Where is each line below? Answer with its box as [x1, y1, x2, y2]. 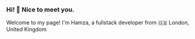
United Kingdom [6, 26, 47, 33]
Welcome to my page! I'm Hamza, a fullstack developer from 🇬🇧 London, [6, 19, 190, 26]
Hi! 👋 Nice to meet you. [6, 5, 75, 14]
